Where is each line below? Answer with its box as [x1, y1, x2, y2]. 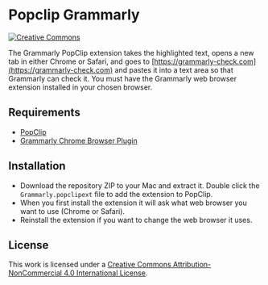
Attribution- [172, 260, 212, 270]
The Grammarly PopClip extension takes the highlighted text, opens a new [8, 48, 255, 57]
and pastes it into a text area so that [114, 65, 233, 74]
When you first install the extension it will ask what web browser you [19, 198, 248, 207]
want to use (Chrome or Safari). [19, 206, 126, 216]
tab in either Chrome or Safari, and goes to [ [8, 57, 155, 66]
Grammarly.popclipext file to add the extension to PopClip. [19, 189, 213, 199]
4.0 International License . [64, 268, 148, 278]
